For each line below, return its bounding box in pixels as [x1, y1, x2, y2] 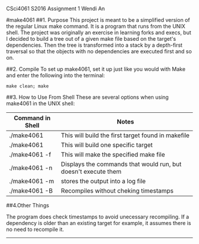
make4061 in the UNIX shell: [6, 100, 75, 107]
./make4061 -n [9, 164, 53, 172]
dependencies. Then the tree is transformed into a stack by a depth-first [6, 41, 182, 48]
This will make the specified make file [61, 151, 165, 158]
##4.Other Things [6, 202, 49, 209]
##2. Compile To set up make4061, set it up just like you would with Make [6, 66, 185, 73]
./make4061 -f [9, 151, 52, 158]
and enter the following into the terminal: [6, 72, 105, 79]
